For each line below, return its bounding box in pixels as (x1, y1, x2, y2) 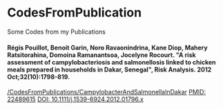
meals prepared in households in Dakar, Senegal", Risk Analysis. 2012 (7, 65, 212, 74)
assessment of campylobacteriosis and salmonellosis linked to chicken (7, 58, 216, 66)
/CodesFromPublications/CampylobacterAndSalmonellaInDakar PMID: (7, 88, 206, 96)
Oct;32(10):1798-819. (7, 72, 70, 80)
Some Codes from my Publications (7, 27, 106, 36)
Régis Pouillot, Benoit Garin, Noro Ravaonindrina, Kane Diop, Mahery (7, 43, 209, 52)
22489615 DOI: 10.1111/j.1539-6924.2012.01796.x (7, 95, 144, 104)
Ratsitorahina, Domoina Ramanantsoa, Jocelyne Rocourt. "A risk (7, 50, 196, 59)
